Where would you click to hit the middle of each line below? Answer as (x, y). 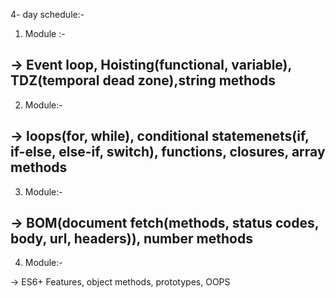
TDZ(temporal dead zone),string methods (143, 80)
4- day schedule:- (47, 14)
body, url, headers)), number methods (131, 239)
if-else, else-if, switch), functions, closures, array (168, 152)
